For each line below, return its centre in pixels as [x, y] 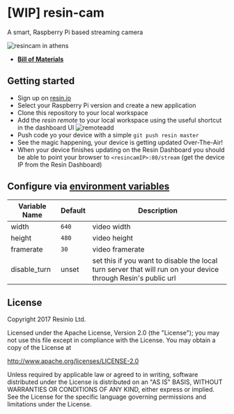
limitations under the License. [49, 404]
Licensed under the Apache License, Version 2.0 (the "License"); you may [114, 333]
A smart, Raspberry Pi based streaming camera [75, 32]
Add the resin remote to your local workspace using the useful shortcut [119, 120]
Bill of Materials [40, 59]
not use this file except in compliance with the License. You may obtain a [111, 340]
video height [113, 238]
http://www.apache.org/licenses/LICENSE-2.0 [73, 361]
